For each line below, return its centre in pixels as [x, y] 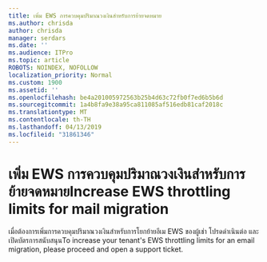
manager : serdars [37, 38]
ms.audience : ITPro [41, 53]
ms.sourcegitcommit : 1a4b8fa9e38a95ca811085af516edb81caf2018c [116, 105]
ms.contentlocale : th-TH [50, 120]
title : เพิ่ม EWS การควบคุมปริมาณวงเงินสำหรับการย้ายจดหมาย [85, 16]
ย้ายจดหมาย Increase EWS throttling [120, 191]
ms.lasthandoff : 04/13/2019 [55, 127]
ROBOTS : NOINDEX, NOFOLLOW [53, 68]
